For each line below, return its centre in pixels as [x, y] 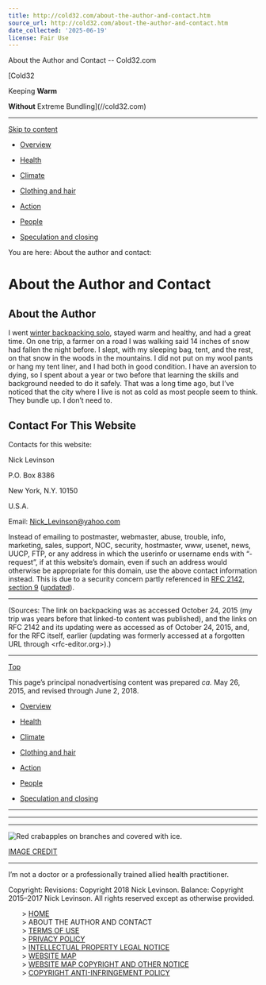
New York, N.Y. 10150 [43, 491]
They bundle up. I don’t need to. [61, 400]
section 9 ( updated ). [42, 588]
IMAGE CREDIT [33, 852]
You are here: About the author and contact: [80, 253]
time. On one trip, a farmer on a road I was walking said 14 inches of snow [129, 342]
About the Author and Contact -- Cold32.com [82, 60]
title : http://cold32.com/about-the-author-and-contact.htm [110, 15]
